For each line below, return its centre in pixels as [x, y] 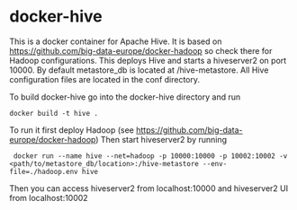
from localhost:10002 [49, 197]
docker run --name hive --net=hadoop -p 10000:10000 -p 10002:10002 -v [150, 156]
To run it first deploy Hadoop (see [72, 130]
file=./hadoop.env [44, 171]
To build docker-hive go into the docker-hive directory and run [125, 97]
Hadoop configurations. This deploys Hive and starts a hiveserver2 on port [148, 60]
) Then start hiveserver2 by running [162, 139]
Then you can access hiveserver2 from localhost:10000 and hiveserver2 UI [149, 188]
